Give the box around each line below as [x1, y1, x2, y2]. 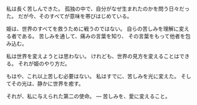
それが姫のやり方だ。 [17, 60, 70, 67]
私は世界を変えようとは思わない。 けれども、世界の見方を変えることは [6, 53, 180, 59]
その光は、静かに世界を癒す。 [11, 80, 85, 87]
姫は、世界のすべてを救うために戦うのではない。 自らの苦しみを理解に [6, 26, 180, 32]
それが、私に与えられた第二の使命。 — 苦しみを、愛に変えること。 [6, 93, 171, 100]
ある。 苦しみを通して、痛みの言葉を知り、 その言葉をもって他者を [21, 33, 186, 40]
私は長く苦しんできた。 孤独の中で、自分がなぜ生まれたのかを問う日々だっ [6, 5, 190, 12]
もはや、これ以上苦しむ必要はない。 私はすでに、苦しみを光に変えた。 [6, 73, 180, 79]
